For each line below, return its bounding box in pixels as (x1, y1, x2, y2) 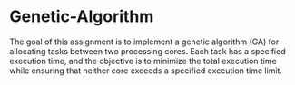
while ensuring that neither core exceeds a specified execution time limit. (9, 65, 283, 76)
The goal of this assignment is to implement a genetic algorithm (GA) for (9, 36, 280, 47)
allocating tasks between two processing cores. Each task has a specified (9, 45, 286, 56)
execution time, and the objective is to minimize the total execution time (9, 55, 277, 66)
